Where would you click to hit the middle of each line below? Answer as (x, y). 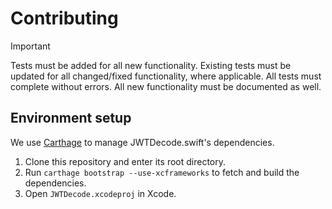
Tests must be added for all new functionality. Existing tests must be (151, 65)
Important (30, 46)
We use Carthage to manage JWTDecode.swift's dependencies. (142, 142)
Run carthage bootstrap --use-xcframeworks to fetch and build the (162, 172)
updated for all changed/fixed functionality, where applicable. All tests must (166, 76)
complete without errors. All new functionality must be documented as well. (166, 86)
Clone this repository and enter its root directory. (125, 161)
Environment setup (71, 118)
